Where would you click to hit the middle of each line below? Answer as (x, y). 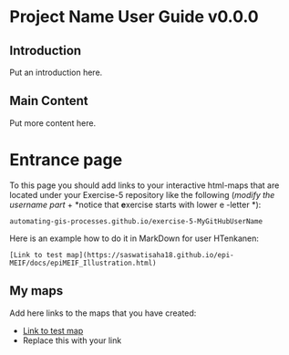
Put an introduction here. (56, 72)
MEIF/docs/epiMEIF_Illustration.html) (83, 263)
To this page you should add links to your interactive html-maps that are (144, 185)
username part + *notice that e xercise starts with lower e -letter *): (135, 204)
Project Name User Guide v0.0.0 (134, 17)
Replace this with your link (72, 340)
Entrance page (66, 160)
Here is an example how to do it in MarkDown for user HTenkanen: (134, 238)
